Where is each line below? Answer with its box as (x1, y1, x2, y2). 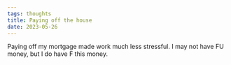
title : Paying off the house (7, 17, 92, 24)
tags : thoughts (7, 10, 52, 17)
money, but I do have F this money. (7, 50, 108, 58)
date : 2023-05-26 (7, 23, 58, 30)
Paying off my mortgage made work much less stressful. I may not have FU (7, 43, 224, 51)
